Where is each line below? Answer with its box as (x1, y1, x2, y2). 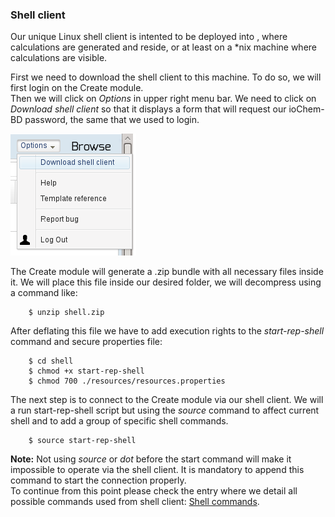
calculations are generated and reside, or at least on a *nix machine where (10, 41, 317, 53)
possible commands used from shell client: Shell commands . (10, 496, 260, 508)
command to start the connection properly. (10, 474, 187, 487)
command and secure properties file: (10, 336, 163, 348)
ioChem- (288, 103, 325, 115)
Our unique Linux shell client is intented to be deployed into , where (10, 31, 288, 43)
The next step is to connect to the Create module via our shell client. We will (10, 394, 324, 406)
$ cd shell (28, 356, 74, 367)
